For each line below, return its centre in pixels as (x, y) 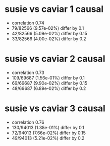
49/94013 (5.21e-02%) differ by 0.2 (48, 138)
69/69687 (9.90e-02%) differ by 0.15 (50, 83)
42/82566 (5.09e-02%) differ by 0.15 (50, 33)
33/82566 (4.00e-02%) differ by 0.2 (49, 39)
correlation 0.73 (28, 73)
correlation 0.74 (28, 23)
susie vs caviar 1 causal (54, 9)
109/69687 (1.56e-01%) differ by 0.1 (48, 77)
